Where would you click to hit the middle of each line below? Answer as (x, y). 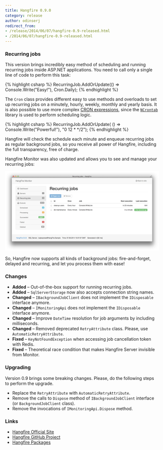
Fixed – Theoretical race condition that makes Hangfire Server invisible (83, 350)
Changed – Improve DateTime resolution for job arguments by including (83, 318)
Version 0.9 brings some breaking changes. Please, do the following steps (80, 378)
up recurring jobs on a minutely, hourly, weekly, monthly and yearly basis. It (81, 104)
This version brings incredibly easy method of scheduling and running (75, 65)
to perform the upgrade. (29, 383)
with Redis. (23, 344)
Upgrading (18, 368)
